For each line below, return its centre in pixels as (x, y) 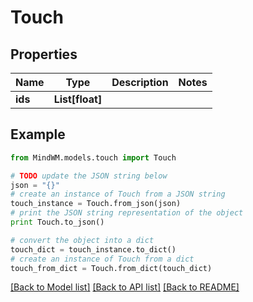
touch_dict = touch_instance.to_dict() (93, 249)
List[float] (78, 99)
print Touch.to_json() (57, 222)
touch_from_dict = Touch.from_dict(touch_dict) (111, 268)
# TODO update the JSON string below (89, 176)
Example (38, 134)
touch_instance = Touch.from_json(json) (96, 204)
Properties (44, 54)
